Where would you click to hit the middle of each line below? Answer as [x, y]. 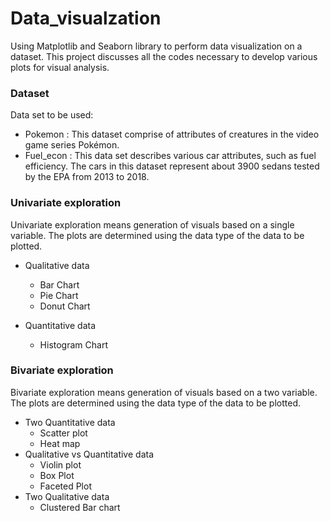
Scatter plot [63, 433]
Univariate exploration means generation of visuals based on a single [152, 224]
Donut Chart [65, 306]
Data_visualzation [86, 18]
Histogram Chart [73, 344]
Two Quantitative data [70, 422]
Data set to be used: [52, 115]
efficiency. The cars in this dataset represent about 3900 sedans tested [172, 166]
